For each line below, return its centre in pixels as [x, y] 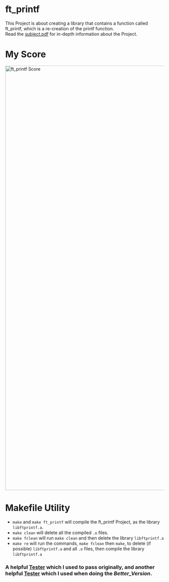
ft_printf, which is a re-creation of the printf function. [60, 28]
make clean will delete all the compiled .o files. [60, 533]
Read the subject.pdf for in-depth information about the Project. [71, 34]
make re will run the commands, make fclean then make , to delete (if [81, 543]
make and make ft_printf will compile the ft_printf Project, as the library [86, 522]
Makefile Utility [38, 508]
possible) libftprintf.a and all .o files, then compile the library [78, 549]
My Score [26, 54]
